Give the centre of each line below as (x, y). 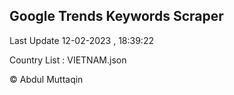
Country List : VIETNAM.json (68, 60)
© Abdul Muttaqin (46, 79)
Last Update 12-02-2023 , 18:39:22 (81, 40)
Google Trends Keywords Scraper (116, 16)
